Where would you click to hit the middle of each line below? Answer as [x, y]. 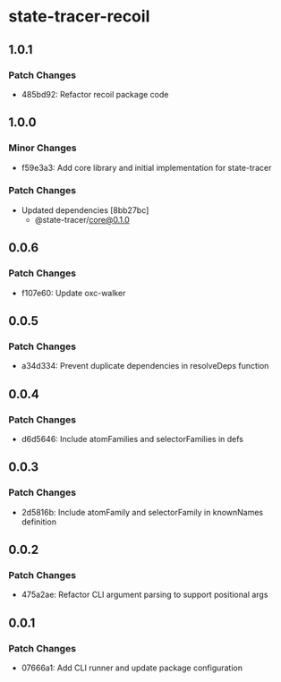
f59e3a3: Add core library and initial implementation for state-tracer [146, 167]
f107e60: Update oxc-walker [73, 293]
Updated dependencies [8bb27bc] [85, 210]
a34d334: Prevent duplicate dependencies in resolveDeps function [145, 366]
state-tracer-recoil [79, 17]
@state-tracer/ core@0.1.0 [82, 219]
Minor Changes [43, 148]
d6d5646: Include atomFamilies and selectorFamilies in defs [132, 439]
